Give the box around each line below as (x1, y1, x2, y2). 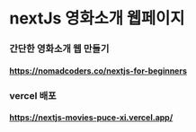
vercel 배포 (9, 89, 57, 101)
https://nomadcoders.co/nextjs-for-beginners (9, 65, 187, 76)
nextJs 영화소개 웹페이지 (9, 8, 185, 29)
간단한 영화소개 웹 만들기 (9, 42, 110, 55)
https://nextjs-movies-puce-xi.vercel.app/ (9, 112, 174, 123)
